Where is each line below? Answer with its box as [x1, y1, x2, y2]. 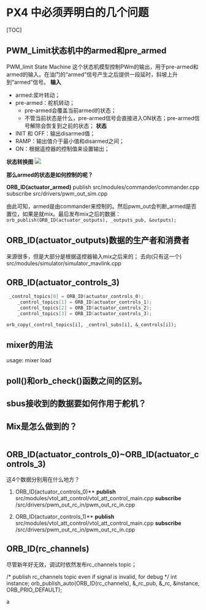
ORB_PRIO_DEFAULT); [6, 586, 63, 593]
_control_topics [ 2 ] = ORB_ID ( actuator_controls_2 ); [17, 305, 152, 311]
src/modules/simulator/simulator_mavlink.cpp [6, 259, 121, 267]
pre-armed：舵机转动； [15, 99, 75, 106]
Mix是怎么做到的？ [6, 421, 78, 432]
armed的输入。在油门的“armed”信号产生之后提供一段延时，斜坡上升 [6, 71, 178, 78]
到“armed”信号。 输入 [6, 78, 61, 86]
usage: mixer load [6, 356, 51, 364]
